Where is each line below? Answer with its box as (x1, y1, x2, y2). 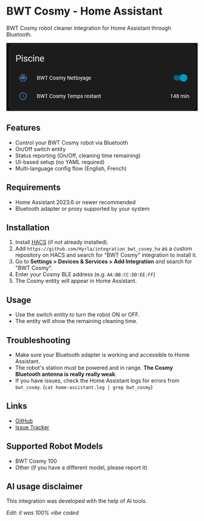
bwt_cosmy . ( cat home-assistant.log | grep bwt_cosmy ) (15, 384, 153, 390)
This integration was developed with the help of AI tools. (6, 497, 148, 505)
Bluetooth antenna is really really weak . (15, 370, 117, 378)
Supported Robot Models (6, 441, 103, 452)
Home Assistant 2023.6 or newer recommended (15, 199, 136, 206)
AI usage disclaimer (6, 482, 83, 492)
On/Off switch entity (15, 145, 66, 152)
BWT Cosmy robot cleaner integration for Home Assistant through (6, 24, 171, 32)
